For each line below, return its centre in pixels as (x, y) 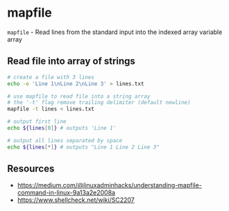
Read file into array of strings (71, 61)
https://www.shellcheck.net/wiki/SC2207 (76, 200)
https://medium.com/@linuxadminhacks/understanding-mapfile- (110, 185)
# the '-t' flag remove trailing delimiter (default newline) (99, 103)
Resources (31, 169)
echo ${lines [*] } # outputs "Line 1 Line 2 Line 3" (83, 147)
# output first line (37, 122)
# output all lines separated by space (65, 140)
